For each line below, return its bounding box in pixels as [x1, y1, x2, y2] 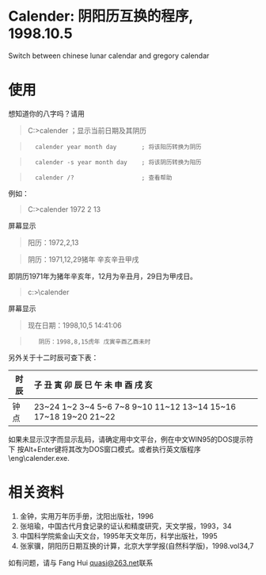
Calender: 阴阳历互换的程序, [8, 7, 193, 25]
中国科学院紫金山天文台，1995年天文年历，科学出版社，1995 [19, 531, 218, 540]
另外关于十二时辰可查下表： [8, 352, 99, 362]
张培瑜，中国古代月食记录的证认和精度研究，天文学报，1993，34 [19, 521, 232, 531]
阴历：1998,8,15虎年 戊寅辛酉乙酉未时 [38, 338, 151, 346]
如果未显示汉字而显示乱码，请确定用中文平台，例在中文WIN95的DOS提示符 [8, 434, 253, 444]
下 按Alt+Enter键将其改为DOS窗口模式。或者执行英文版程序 [8, 444, 202, 454]
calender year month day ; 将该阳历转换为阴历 [35, 143, 202, 151]
